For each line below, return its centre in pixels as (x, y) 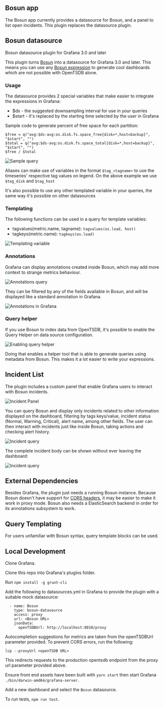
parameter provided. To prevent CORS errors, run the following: (69, 642)
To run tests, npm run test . (32, 699)
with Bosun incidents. (27, 391)
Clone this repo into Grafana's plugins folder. (50, 573)
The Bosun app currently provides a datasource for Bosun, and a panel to (79, 20)
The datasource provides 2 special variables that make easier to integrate (80, 96)
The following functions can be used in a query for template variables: (76, 219)
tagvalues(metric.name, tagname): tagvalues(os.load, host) (74, 229)
